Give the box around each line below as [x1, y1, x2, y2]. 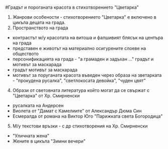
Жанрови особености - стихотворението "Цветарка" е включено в [12, 14, 157, 20]
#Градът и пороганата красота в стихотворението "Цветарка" [5, 5, 139, 10]
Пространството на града [12, 25, 68, 31]
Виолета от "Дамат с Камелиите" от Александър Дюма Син [12, 108, 142, 114]
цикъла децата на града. [12, 20, 66, 25]
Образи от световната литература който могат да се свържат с [12, 87, 150, 93]
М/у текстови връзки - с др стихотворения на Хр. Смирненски [12, 123, 148, 129]
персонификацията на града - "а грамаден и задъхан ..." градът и [12, 56, 154, 62]
